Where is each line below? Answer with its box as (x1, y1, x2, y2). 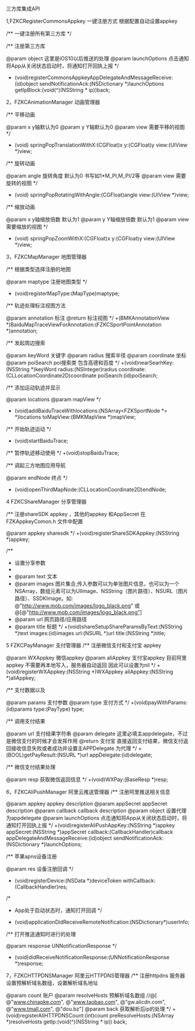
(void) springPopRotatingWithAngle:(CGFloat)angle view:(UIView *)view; (14, 191, 190, 198)
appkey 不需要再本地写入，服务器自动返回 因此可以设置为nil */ (6, 662, 156, 669)
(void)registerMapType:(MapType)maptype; (14, 290, 120, 297)
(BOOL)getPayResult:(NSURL (6, 751, 76, 758)
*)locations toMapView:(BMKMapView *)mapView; (14, 413, 136, 420)
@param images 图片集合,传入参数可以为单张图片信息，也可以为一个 (14, 580, 180, 587)
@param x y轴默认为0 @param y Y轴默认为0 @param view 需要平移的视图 (6, 124, 185, 130)
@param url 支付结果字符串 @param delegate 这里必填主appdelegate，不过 (6, 730, 188, 737)
